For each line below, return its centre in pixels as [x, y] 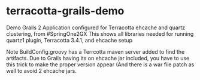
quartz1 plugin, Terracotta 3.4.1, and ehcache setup [69, 40]
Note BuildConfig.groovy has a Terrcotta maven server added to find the [96, 51]
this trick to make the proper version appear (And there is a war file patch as [100, 64]
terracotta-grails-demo [65, 11]
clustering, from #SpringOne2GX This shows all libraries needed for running [100, 33]
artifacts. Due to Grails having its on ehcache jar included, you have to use [98, 58]
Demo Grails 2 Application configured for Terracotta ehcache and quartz [96, 27]
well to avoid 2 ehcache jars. [41, 70]
